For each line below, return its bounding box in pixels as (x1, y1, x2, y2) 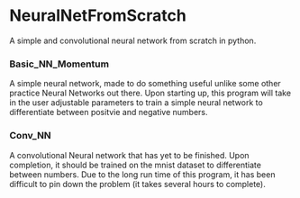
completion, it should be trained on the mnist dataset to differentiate (9, 159, 261, 170)
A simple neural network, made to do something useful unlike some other (9, 78, 281, 89)
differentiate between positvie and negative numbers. (9, 107, 209, 118)
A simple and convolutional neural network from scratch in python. (9, 35, 257, 46)
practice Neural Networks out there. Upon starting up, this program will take (9, 87, 291, 99)
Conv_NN (9, 130, 51, 142)
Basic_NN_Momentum (9, 58, 110, 70)
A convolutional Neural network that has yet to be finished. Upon (9, 149, 250, 160)
